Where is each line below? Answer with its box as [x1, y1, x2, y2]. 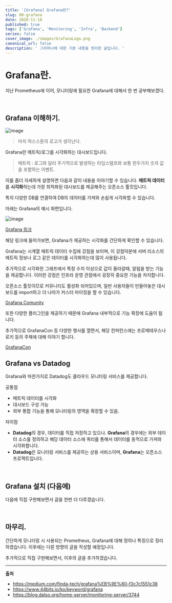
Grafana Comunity [5, 300, 45, 306]
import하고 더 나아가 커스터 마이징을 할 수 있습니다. [18, 289, 121, 296]
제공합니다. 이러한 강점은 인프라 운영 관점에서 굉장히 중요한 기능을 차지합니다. [10, 272, 165, 278]
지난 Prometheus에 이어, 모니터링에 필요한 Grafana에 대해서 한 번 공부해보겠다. [5, 87, 165, 93]
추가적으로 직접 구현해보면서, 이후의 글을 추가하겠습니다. [5, 555, 118, 561]
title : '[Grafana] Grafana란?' [5, 7, 71, 13]
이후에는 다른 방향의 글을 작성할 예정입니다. [28, 543, 115, 550]
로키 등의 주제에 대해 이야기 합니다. [5, 334, 75, 340]
